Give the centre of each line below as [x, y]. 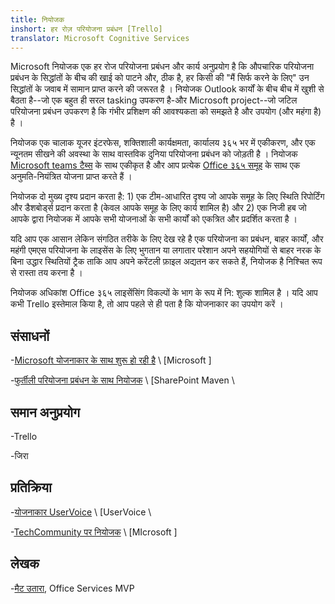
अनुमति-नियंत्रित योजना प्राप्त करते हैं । [71, 177]
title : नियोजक [37, 19]
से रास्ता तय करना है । [46, 273]
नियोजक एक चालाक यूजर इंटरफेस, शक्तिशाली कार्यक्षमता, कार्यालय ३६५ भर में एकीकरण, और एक [163, 143]
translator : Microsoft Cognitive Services [100, 38]
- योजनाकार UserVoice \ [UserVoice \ [81, 512]
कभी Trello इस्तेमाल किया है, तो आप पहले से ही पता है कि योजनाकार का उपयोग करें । [147, 304]
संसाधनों [30, 336]
